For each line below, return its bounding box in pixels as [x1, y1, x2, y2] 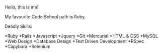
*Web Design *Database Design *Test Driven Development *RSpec [4, 38, 145, 44]
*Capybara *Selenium [4, 44, 51, 49]
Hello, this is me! [4, 4, 39, 10]
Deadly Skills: [4, 23, 33, 29]
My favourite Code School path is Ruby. [4, 14, 86, 19]
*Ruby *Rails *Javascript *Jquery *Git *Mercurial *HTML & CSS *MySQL [4, 33, 159, 39]
